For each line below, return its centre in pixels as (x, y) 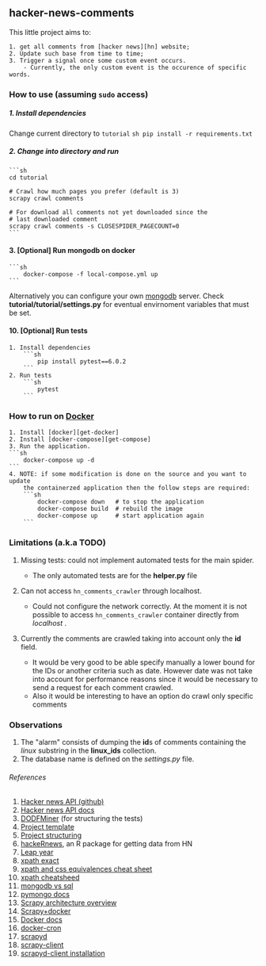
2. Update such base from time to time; (77, 54)
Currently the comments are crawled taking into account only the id (131, 638)
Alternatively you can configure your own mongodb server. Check (116, 296)
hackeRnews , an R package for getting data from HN (106, 844)
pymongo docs (45, 895)
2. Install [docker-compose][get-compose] (80, 439)
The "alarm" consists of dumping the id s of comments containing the (133, 742)
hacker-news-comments (72, 13)
